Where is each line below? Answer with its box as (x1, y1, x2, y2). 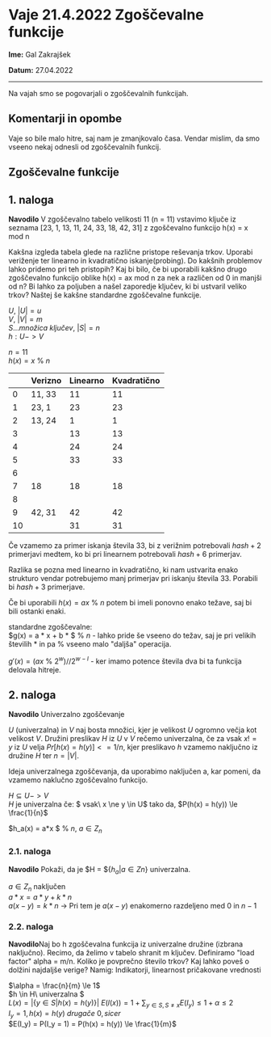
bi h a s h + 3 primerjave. (8, 582, 85, 592)
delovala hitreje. (8, 664, 62, 674)
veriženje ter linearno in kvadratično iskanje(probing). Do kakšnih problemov (8, 255, 262, 265)
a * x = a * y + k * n (8, 892, 73, 902)
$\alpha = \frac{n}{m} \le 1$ (8, 980, 101, 991)
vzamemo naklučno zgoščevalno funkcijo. (8, 775, 148, 785)
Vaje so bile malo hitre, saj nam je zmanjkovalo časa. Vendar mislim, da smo (8, 133, 261, 143)
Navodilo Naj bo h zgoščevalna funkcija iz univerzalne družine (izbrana (8, 939, 244, 949)
